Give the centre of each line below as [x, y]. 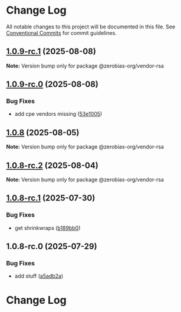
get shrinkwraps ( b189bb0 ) [47, 227]
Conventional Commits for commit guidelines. [61, 32]
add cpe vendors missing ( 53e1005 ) [58, 114]
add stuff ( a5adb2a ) [39, 276]
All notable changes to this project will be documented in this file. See [91, 27]
